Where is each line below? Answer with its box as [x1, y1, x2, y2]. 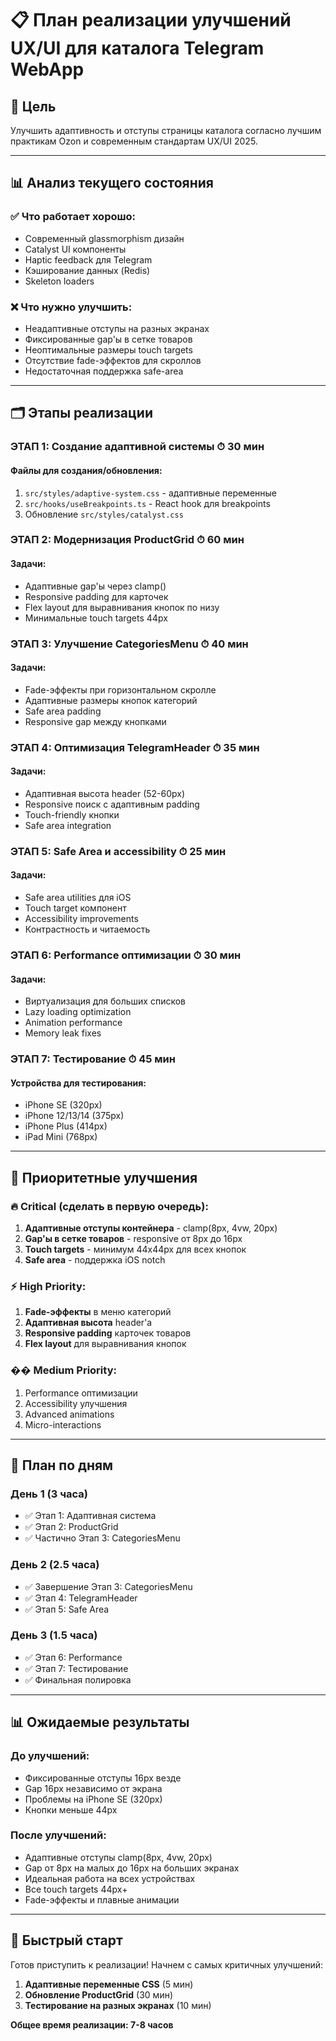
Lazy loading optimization [24, 1006, 132, 1018]
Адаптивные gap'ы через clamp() [24, 580, 167, 592]
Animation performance [24, 1017, 123, 1029]
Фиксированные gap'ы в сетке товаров [24, 333, 193, 345]
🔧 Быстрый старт [10, 1932, 123, 1949]
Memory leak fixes [24, 1027, 102, 1039]
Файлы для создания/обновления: [10, 464, 163, 476]
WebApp [10, 58, 85, 81]
